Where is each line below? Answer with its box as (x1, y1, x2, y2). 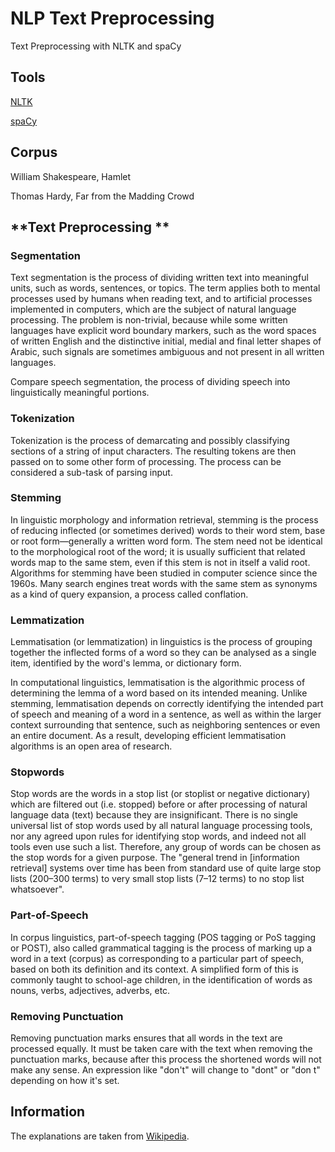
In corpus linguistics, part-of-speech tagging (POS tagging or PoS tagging (10, 931, 317, 943)
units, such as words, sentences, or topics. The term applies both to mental (10, 282, 321, 294)
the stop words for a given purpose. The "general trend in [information (10, 852, 300, 864)
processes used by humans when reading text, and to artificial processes (10, 293, 313, 305)
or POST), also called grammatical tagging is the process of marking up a (10, 942, 313, 954)
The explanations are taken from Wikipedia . (10, 1130, 190, 1142)
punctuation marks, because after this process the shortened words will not (10, 1053, 322, 1066)
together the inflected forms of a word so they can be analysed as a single (10, 647, 317, 659)
